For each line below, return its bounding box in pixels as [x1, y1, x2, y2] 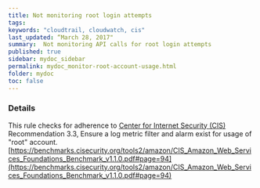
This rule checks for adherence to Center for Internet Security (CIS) [8, 121, 226, 130]
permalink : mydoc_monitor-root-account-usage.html [8, 63, 177, 70]
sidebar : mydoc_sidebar [8, 56, 86, 63]
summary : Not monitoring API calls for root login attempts [8, 41, 212, 49]
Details [8, 103, 36, 114]
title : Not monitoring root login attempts [8, 11, 153, 20]
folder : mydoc [8, 70, 55, 78]
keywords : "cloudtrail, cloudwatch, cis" [8, 26, 146, 34]
